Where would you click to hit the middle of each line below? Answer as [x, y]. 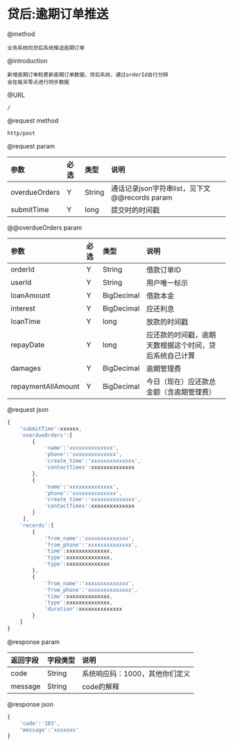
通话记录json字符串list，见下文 [161, 188]
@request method [33, 120]
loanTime [26, 321]
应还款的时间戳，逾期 [181, 335]
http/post [21, 133]
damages [26, 368]
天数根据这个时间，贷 [181, 345]
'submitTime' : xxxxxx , [51, 428]
